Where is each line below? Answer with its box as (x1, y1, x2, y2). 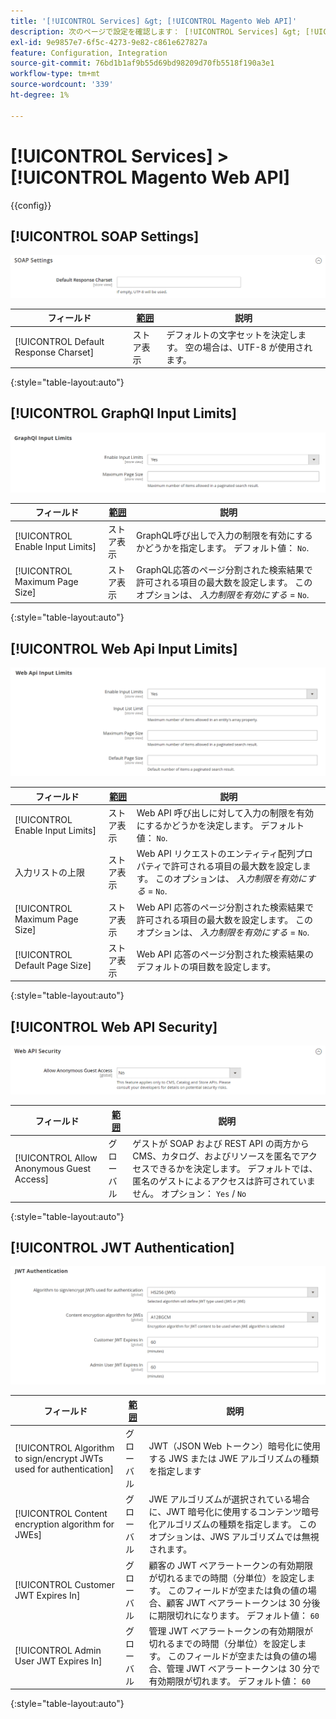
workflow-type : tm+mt (10, 69, 101, 79)
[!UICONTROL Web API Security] (10, 1018, 218, 1035)
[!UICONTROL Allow (14, 1151, 98, 1164)
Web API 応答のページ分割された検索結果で (136, 901, 315, 913)
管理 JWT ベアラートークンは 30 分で (166, 1662, 321, 1674)
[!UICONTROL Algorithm (14, 1441, 115, 1454)
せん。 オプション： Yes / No (132, 1188, 247, 1200)
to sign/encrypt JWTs (14, 1452, 104, 1464)
